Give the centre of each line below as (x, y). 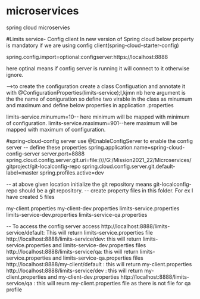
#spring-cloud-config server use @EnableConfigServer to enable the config (100, 141)
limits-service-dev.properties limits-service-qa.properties (77, 214)
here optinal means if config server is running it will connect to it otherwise (98, 68)
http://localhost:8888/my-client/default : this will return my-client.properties (99, 264)
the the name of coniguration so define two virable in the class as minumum (99, 99)
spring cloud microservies (38, 27)
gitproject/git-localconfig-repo (44, 166)
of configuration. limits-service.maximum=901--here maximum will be (92, 123)
